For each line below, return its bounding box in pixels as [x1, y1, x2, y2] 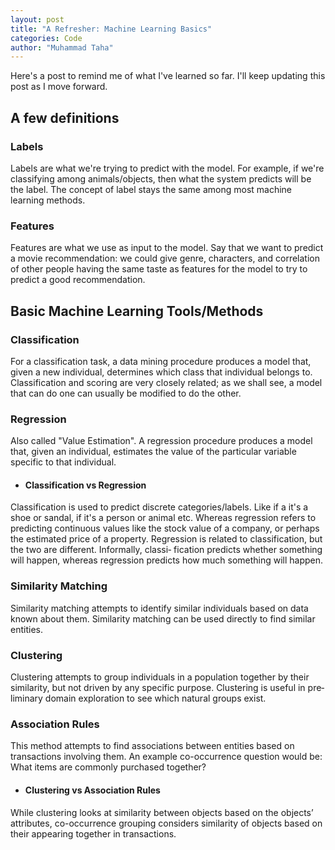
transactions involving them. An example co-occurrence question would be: [10, 751, 323, 763]
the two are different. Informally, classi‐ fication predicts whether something [10, 544, 323, 556]
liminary [10, 692, 43, 705]
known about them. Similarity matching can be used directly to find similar [10, 612, 316, 625]
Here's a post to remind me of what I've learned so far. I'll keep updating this [10, 70, 326, 82]
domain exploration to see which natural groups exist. [44, 692, 267, 705]
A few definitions [10, 109, 120, 126]
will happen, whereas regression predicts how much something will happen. [10, 554, 324, 566]
